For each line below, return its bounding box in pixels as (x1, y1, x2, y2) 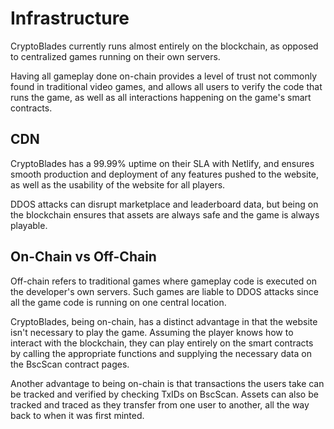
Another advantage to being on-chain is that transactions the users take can (10, 377, 325, 389)
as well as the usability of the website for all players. (10, 178, 226, 191)
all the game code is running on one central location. (10, 296, 227, 308)
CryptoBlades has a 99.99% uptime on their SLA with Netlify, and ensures (10, 157, 315, 169)
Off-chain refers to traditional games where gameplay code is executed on (10, 275, 318, 287)
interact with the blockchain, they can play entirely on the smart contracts (10, 337, 314, 349)
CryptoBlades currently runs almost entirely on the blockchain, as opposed (10, 40, 319, 52)
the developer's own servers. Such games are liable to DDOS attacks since (10, 285, 319, 297)
